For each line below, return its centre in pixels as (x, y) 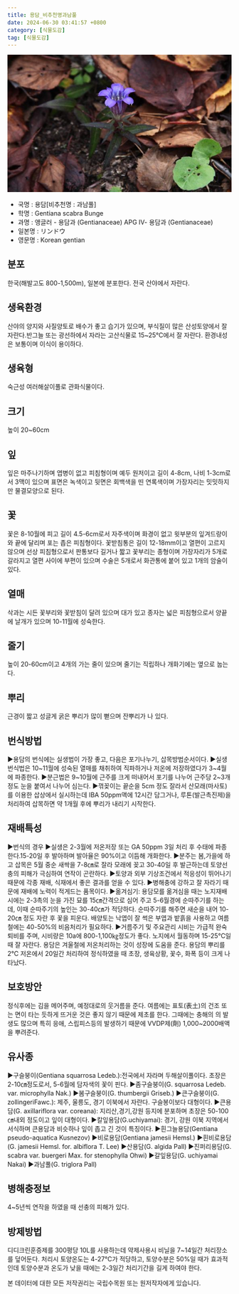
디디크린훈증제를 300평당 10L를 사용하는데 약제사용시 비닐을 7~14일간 (105, 1250)
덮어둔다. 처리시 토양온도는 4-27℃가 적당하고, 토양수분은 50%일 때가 (112, 1259)
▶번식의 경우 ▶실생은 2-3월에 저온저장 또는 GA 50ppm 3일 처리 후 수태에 (111, 847)
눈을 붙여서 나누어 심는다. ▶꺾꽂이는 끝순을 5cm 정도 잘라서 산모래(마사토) (124, 786)
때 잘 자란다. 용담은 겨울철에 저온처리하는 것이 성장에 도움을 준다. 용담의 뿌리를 (116, 944)
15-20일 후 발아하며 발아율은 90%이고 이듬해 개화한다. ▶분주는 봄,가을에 (122, 855)
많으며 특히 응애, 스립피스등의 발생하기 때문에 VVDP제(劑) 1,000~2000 (119, 1023)
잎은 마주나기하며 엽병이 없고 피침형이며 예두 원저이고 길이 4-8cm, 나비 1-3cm (116, 473)
